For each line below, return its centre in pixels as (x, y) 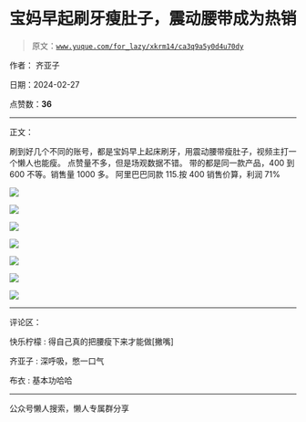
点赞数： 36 (31, 104)
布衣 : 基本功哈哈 (41, 380)
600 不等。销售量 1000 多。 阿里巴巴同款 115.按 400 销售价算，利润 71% (145, 174)
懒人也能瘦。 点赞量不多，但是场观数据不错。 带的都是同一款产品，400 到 (156, 163)
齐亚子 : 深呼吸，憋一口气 (57, 361)
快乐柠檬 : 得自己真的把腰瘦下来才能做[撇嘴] (92, 341)
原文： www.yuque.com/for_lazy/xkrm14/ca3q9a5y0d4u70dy (138, 46)
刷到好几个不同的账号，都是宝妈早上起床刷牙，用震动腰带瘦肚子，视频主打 (149, 151)
